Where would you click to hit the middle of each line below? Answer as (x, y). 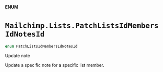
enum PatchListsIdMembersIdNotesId (41, 46)
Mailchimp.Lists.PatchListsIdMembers (82, 26)
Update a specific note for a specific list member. (55, 65)
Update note (18, 55)
